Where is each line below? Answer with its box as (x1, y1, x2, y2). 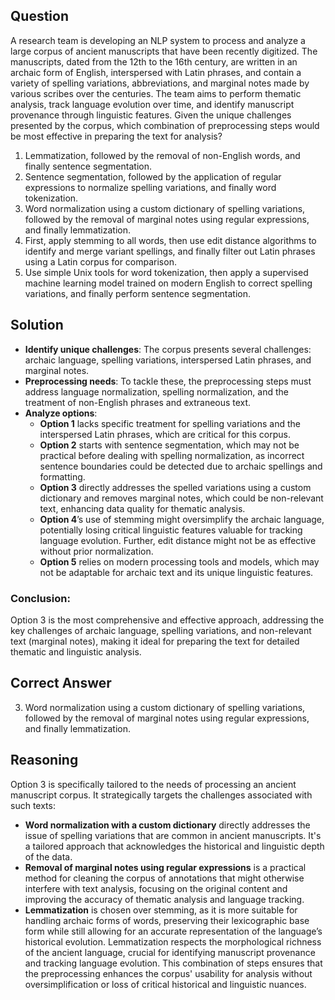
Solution (10, 317, 64, 334)
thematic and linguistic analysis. (10, 645, 142, 658)
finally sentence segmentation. (24, 160, 152, 172)
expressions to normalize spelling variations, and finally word (24, 181, 277, 193)
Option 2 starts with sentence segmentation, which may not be (39, 439, 300, 451)
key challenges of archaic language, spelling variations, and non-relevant (10, 624, 312, 636)
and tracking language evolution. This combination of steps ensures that (24, 957, 323, 969)
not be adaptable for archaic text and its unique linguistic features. (39, 566, 314, 578)
